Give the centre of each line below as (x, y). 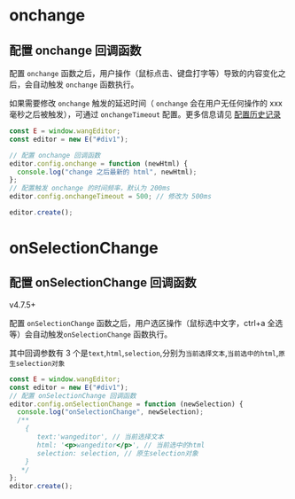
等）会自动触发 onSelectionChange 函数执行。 (91, 334)
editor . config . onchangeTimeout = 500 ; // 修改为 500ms (111, 197)
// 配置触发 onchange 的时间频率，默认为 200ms (90, 188)
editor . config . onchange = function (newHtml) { (99, 164)
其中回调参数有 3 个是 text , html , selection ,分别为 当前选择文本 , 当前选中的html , (144, 353)
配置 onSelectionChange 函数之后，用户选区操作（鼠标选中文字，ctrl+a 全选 (146, 323)
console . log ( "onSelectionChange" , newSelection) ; (110, 412)
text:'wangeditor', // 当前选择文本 (100, 437)
